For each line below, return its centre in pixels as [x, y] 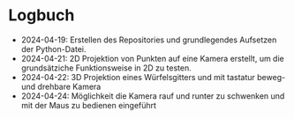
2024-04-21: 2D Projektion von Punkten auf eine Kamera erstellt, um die [152, 58]
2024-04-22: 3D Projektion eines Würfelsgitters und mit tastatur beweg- [153, 77]
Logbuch [41, 15]
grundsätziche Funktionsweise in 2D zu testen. [106, 68]
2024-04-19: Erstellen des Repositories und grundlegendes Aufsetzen [149, 40]
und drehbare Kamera [61, 86]
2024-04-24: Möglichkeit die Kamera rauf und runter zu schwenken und [153, 96]
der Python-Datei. [53, 48]
